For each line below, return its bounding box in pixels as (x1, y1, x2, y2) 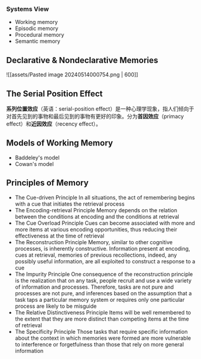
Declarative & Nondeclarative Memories (6, 55, 158, 65)
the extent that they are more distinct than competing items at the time (14, 315, 190, 322)
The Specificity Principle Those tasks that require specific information (14, 328, 188, 335)
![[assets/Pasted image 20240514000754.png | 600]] (6, 71, 139, 78)
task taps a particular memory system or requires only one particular (14, 296, 185, 303)
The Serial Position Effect (6, 88, 103, 99)
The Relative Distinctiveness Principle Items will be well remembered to (14, 308, 191, 316)
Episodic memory (14, 25, 59, 32)
